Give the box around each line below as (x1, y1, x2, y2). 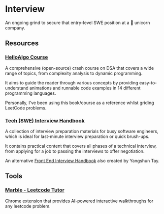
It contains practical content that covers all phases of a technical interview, (5, 143, 157, 149)
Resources (5, 39, 39, 48)
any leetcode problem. (5, 203, 51, 209)
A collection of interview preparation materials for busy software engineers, (5, 128, 159, 134)
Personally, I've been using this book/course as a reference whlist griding (5, 100, 154, 106)
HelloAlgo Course (5, 54, 48, 61)
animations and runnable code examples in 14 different (29, 85, 141, 91)
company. (5, 25, 26, 30)
